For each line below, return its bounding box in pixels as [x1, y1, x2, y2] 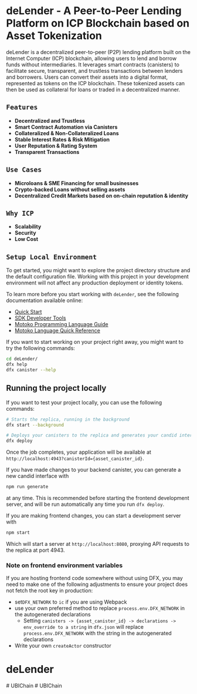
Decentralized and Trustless [14, 117, 85, 124]
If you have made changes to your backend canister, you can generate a [6, 466, 181, 474]
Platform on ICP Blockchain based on [6, 16, 190, 30]
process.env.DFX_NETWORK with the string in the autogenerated [23, 630, 172, 637]
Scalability [14, 223, 42, 230]
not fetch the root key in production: [6, 587, 93, 594]
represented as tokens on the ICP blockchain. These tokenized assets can [6, 79, 185, 86]
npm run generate [6, 484, 49, 490]
